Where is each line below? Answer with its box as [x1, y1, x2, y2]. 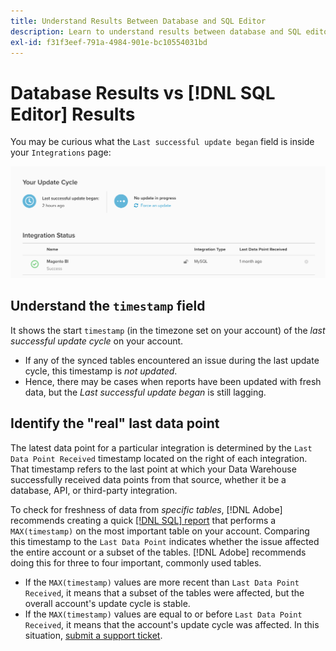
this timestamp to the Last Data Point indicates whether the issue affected [10, 535, 320, 547]
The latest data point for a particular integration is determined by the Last [10, 441, 313, 454]
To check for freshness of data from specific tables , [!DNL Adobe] [10, 503, 283, 515]
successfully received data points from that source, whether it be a [10, 473, 287, 485]
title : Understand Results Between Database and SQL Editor [10, 16, 267, 26]
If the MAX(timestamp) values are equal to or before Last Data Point [24, 608, 303, 620]
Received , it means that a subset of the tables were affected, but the [24, 586, 305, 599]
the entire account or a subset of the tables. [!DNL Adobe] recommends [10, 546, 307, 558]
